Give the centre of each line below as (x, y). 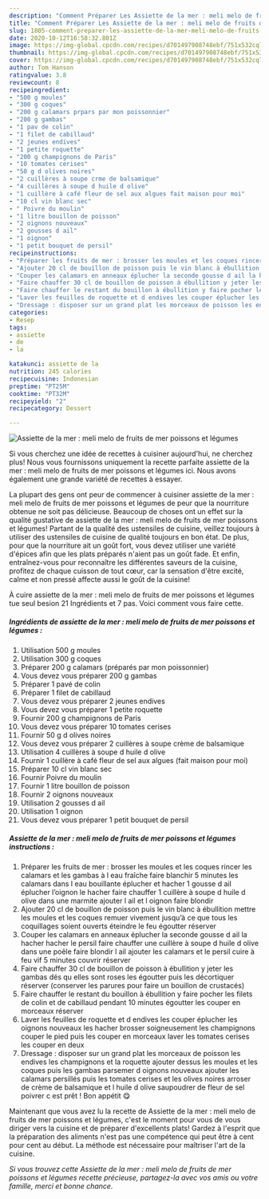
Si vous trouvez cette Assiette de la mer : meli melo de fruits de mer (121, 1169)
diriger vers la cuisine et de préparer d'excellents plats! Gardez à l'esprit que (134, 1128)
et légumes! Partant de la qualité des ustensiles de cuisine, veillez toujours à (134, 528)
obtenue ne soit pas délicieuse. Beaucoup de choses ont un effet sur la (126, 512)
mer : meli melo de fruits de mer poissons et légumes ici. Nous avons (123, 471)
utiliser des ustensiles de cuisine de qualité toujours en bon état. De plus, (129, 537)
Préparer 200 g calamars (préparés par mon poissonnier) (115, 667)
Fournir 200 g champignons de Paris (81, 718)
